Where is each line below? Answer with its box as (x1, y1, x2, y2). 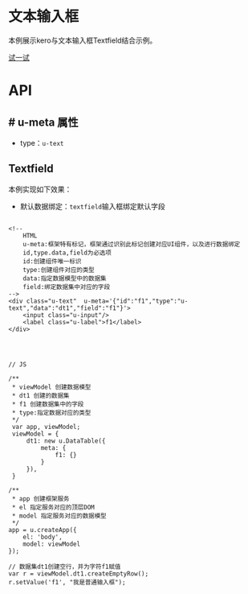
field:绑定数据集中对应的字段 (22, 283, 111, 291)
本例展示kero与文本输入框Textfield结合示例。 (8, 35, 157, 45)
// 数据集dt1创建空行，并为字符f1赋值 (8, 563, 121, 571)
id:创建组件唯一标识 (22, 257, 82, 266)
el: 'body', (22, 533, 63, 541)
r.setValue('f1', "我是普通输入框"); (8, 578, 126, 586)
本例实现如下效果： (8, 184, 72, 194)
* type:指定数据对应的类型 (11, 408, 91, 417)
